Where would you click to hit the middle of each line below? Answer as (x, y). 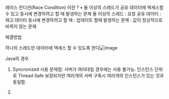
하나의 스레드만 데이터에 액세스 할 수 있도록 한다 (53, 48)
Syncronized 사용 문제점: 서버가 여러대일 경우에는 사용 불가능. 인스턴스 (83, 69)
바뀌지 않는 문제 (21, 26)
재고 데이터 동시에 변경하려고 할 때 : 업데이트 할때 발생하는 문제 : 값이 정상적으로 (84, 20)
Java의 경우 (17, 59)
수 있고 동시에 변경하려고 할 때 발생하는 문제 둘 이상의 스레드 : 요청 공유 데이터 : (83, 14)
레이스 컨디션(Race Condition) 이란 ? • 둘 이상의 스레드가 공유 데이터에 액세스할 (84, 7)
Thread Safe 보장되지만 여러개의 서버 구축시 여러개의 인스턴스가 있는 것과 (91, 76)
